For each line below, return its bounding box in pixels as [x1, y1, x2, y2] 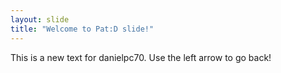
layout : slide [10, 14, 70, 25]
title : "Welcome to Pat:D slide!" [10, 24, 155, 34]
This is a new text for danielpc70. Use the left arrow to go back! [10, 51, 272, 63]
